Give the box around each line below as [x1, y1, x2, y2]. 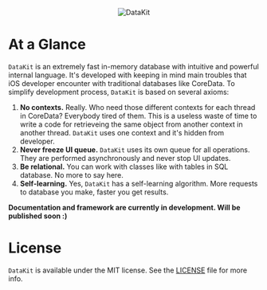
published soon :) [8, 211, 68, 221]
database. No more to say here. [19, 170, 124, 179]
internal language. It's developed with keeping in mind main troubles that [8, 70, 247, 80]
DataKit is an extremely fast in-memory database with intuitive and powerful [8, 61, 259, 71]
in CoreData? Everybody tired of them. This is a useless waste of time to [19, 111, 257, 120]
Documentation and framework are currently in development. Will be [8, 202, 241, 212]
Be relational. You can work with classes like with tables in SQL [19, 162, 229, 171]
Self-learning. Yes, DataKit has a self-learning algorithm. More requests [19, 178, 258, 188]
